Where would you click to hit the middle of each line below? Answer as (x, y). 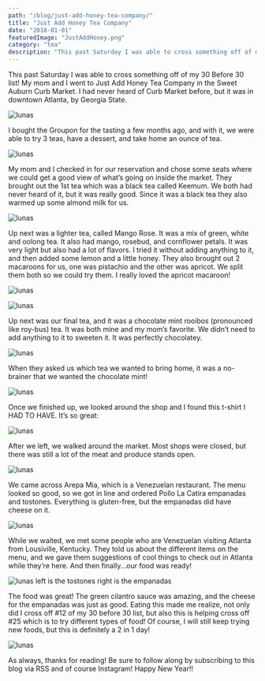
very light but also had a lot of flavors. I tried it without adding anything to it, (131, 250)
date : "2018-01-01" (40, 30)
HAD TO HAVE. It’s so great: (54, 415)
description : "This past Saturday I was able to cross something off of (130, 52)
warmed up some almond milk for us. (69, 203)
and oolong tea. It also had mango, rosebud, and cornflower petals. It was (128, 242)
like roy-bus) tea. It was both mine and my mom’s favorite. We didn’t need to (132, 329)
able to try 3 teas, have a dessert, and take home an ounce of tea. (115, 138)
